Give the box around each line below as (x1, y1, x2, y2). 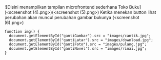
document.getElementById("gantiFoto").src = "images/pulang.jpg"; (9, 42, 147, 47)
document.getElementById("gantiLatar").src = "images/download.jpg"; (9, 38, 153, 42)
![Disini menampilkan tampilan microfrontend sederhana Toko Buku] (4, 4, 141, 10)
